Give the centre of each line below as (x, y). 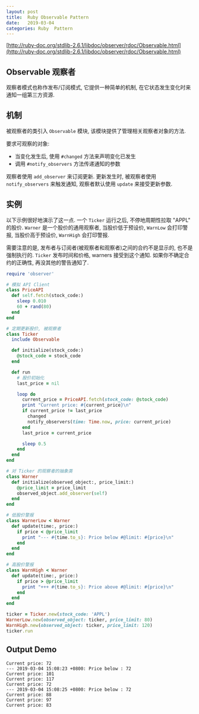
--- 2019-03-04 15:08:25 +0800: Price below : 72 (69, 690)
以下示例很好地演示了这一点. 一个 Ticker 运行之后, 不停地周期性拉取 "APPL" (98, 220)
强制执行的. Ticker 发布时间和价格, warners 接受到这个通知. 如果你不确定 (95, 255)
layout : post (22, 12)
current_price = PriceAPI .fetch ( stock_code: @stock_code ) (95, 400)
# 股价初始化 (31, 378)
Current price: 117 (30, 679)
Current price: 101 (30, 674)
